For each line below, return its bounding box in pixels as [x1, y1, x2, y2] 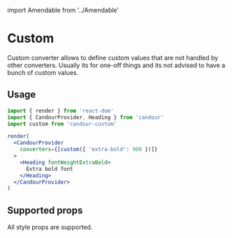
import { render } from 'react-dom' [7, 107, 114, 114]
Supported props [7, 204, 83, 216]
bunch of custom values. [7, 68, 79, 76]
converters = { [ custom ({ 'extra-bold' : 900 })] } [20, 146, 158, 153]
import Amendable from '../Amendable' [7, 6, 119, 14]
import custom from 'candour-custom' [7, 120, 117, 127]
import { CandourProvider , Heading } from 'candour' [7, 113, 164, 121]
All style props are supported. [7, 223, 93, 232]
